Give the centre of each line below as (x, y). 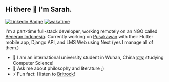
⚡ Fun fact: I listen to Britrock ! (44, 74)
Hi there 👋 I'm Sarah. (39, 9)
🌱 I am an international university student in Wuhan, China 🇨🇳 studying (88, 57)
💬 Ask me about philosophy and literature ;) (58, 68)
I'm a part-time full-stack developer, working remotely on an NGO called (81, 31)
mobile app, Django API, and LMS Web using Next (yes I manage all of (79, 42)
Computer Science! (33, 63)
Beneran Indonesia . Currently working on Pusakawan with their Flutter (79, 36)
